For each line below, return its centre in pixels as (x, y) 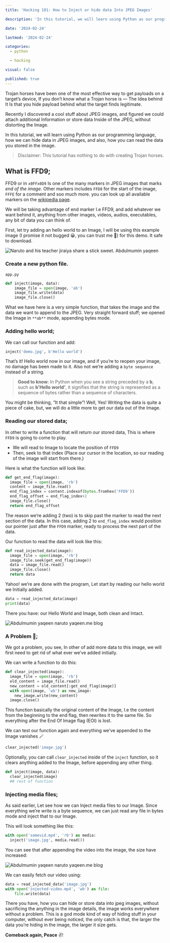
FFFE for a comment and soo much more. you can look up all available (78, 194)
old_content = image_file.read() (45, 681)
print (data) (18, 603)
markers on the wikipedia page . (38, 200)
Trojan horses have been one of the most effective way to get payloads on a (85, 93)
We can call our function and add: (40, 342)
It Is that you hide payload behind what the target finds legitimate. (74, 104)
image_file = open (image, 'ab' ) (48, 288)
